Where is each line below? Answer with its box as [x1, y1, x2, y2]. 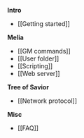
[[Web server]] [17, 70, 61, 77]
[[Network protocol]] [17, 96, 78, 105]
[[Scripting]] [17, 62, 53, 70]
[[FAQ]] [17, 124, 39, 132]
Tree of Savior [7, 83, 49, 91]
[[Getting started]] [17, 20, 70, 27]
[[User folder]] [17, 54, 59, 63]
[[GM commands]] [17, 47, 71, 55]
